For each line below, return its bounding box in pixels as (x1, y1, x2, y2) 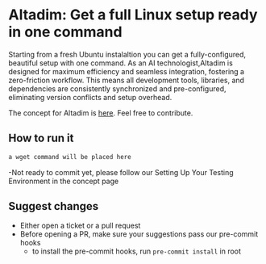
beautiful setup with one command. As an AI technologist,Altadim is (8, 58, 234, 68)
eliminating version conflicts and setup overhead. (8, 92, 172, 102)
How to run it (8, 132, 74, 145)
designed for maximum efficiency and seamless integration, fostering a (8, 66, 244, 76)
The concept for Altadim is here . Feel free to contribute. (8, 107, 193, 118)
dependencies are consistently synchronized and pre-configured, (8, 83, 227, 94)
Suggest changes (8, 199, 99, 213)
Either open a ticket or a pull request (19, 220, 141, 231)
